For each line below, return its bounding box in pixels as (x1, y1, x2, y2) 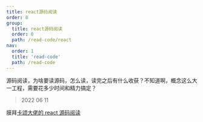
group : (6, 20, 23, 26)
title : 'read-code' (12, 54, 61, 60)
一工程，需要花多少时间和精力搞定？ (6, 84, 97, 91)
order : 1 (12, 48, 34, 54)
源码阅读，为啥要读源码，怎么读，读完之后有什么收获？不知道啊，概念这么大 (6, 77, 198, 84)
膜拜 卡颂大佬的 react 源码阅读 (6, 109, 81, 116)
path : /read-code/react (12, 37, 72, 43)
